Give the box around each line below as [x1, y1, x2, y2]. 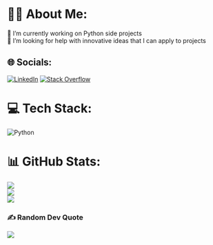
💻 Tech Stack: [7, 100, 92, 116]
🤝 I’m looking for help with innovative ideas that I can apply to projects [7, 36, 207, 44]
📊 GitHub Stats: [7, 154, 101, 169]
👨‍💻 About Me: [7, 6, 88, 22]
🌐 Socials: [7, 57, 52, 69]
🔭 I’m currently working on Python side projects [7, 29, 143, 37]
